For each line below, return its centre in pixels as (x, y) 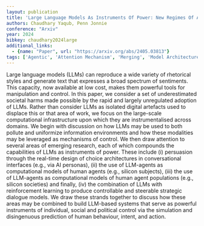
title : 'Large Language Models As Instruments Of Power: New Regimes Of (100, 18)
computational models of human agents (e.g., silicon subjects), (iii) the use (100, 171)
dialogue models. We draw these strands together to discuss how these (96, 197)
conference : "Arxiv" (32, 29)
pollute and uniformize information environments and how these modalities (100, 132)
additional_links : (29, 46)
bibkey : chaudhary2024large (42, 40)
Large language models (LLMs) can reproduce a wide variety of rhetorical (99, 74)
